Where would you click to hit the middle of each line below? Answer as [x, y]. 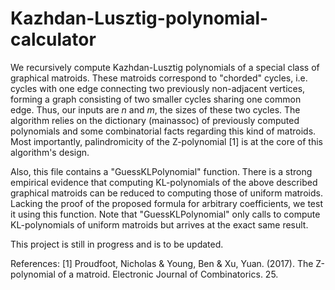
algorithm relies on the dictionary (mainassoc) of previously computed [155, 120]
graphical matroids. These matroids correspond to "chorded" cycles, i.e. [159, 78]
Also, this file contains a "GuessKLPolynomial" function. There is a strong [161, 171]
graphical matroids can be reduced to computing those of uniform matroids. [166, 193]
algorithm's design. [50, 152]
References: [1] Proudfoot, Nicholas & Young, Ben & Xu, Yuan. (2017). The [162, 263]
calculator [53, 39]
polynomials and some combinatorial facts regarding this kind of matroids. [163, 131]
